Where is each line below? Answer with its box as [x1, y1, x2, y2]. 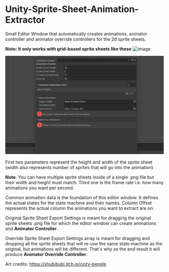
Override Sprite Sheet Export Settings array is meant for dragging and [5, 235, 150, 241]
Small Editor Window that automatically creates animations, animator [5, 31, 147, 37]
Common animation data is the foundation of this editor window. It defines [5, 195, 158, 201]
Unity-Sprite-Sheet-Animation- [5, 4, 139, 15]
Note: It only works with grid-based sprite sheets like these [5, 46, 132, 52]
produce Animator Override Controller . [5, 251, 88, 257]
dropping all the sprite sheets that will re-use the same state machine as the [5, 241, 162, 247]
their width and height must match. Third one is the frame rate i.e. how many [5, 180, 164, 186]
